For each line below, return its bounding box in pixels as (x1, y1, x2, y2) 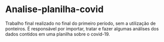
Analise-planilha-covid (5, 4, 104, 15)
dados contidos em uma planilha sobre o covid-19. (5, 31, 110, 37)
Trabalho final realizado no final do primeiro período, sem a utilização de (5, 20, 156, 26)
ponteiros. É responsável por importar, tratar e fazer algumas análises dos (5, 25, 159, 31)
